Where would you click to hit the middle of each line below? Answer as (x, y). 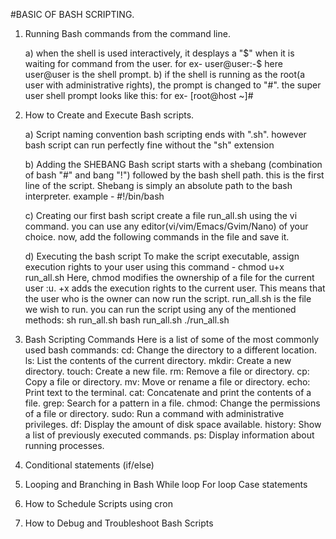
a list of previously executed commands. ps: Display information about (169, 435)
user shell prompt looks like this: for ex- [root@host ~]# (139, 95)
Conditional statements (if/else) (89, 465)
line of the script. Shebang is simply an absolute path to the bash (158, 185)
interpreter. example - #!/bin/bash (94, 196)
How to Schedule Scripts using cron (98, 503)
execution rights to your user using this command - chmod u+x (154, 267)
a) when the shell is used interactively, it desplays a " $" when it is (159, 53)
